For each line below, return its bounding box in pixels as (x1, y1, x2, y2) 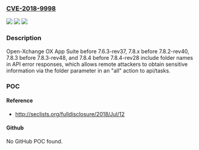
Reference (6, 97, 33, 104)
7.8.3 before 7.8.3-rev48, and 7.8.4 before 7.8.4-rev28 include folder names (6, 54, 194, 61)
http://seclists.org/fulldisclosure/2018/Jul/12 (15, 110, 125, 117)
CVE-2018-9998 (6, 4, 56, 13)
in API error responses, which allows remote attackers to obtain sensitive (6, 60, 188, 68)
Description (6, 34, 42, 42)
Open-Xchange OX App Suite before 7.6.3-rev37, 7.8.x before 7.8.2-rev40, (6, 47, 189, 55)
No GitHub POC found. (6, 137, 63, 145)
